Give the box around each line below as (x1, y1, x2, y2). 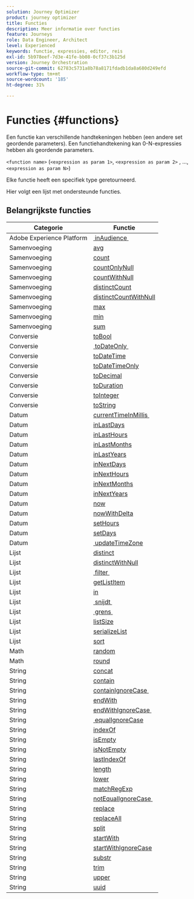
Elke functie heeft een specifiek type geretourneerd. (6, 176, 137, 183)
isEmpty (93, 735, 117, 743)
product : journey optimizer (6, 15, 77, 21)
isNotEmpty (93, 745, 127, 754)
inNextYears (93, 489, 128, 498)
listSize (93, 617, 114, 625)
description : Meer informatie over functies (6, 25, 120, 32)
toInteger (93, 391, 120, 400)
